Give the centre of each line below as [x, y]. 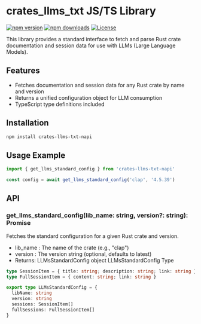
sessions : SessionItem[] [42, 304]
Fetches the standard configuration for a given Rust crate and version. [93, 236]
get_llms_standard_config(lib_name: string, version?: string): [97, 215]
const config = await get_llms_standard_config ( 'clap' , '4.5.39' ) [91, 180]
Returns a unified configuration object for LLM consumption [89, 97]
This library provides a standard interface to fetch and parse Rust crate [94, 39]
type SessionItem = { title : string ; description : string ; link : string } [101, 271]
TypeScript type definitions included [60, 104]
